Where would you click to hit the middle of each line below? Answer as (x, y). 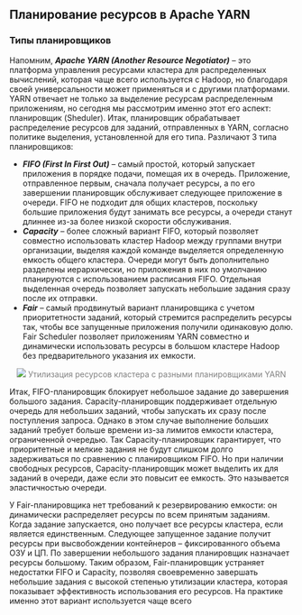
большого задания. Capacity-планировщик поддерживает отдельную (143, 401)
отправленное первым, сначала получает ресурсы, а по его (138, 183)
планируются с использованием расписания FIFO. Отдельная (142, 279)
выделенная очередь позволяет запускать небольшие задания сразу (156, 289)
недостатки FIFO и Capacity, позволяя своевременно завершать (134, 572)
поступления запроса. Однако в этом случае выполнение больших (139, 420)
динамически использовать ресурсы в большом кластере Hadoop (151, 345)
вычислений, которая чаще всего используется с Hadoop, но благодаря (149, 79)
